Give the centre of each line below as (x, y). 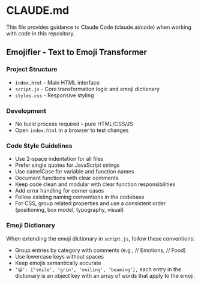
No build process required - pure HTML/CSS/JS (74, 124)
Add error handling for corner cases (59, 191)
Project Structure (32, 70)
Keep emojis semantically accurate (58, 263)
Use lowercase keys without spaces (59, 256)
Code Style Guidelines (39, 146)
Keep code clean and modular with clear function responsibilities (95, 184)
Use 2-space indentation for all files (59, 159)
